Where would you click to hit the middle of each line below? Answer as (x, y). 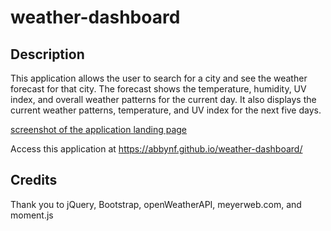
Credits (34, 180)
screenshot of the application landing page (99, 129)
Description (47, 54)
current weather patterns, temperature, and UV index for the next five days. (166, 110)
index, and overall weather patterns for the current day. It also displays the (163, 99)
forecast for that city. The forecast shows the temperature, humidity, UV (158, 89)
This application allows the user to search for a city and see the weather (159, 78)
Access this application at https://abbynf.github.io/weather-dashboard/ (156, 149)
